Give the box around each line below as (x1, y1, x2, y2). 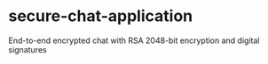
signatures (8, 44, 47, 54)
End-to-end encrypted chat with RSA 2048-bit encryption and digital (8, 35, 260, 46)
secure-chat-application (8, 6, 193, 26)
